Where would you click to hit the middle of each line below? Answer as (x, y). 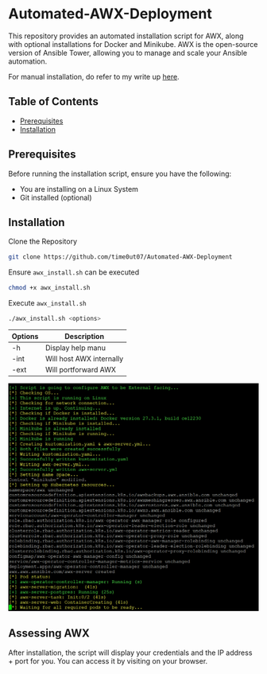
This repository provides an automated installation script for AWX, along (126, 36)
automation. (28, 61)
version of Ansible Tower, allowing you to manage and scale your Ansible (128, 53)
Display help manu (75, 348)
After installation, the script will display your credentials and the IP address (130, 653)
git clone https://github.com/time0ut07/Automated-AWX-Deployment (120, 257)
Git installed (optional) (56, 197)
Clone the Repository (43, 242)
